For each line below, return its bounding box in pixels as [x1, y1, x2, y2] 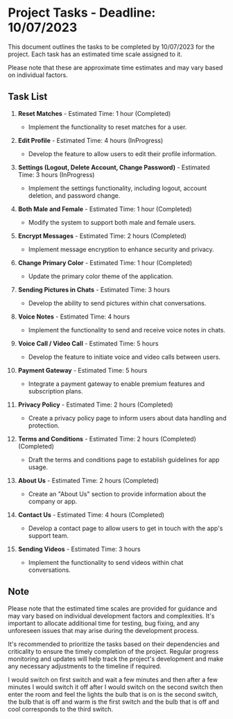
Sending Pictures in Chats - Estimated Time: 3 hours [17, 285, 171, 294]
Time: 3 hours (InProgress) [17, 170, 95, 178]
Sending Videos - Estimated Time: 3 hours [17, 545, 141, 553]
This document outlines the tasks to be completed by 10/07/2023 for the [8, 42, 215, 51]
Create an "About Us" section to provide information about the [28, 489, 207, 498]
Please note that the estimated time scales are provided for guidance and [8, 604, 218, 612]
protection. [28, 421, 60, 430]
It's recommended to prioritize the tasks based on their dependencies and [8, 640, 220, 648]
